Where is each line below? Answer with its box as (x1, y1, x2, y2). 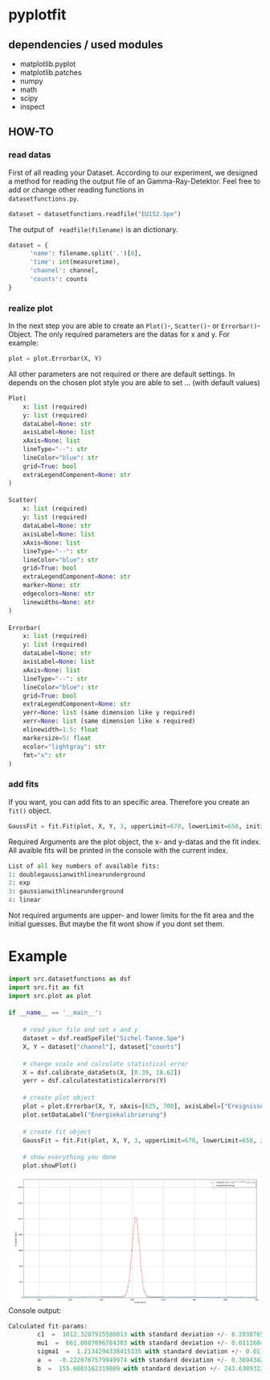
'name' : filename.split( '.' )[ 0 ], (29, 250, 142, 258)
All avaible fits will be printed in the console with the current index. (8, 845, 229, 855)
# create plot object (22, 1094, 95, 1102)
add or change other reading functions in (8, 184, 145, 194)
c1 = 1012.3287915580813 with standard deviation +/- (37, 1331, 228, 1339)
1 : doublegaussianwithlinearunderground (8, 870, 146, 879)
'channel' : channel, (29, 267, 99, 275)
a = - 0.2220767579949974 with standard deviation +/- (37, 1356, 228, 1365)
